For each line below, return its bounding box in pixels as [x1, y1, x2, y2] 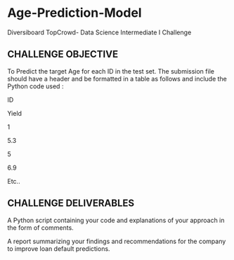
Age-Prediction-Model [7, 5, 142, 21]
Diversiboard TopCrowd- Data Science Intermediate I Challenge [7, 28, 192, 36]
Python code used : [7, 82, 64, 90]
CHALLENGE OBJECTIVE [7, 48, 118, 60]
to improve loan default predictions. [7, 244, 110, 253]
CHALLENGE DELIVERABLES [7, 198, 135, 210]
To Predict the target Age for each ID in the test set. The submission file [7, 67, 214, 75]
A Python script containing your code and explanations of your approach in [7, 216, 225, 224]
